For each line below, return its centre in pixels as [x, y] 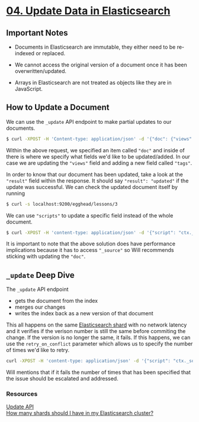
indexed [24, 53]
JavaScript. [29, 89]
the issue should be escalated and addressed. [62, 379]
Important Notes [37, 33]
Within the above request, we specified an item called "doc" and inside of [95, 150]
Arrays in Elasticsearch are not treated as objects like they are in [93, 82]
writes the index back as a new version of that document [84, 314]
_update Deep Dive [41, 275]
